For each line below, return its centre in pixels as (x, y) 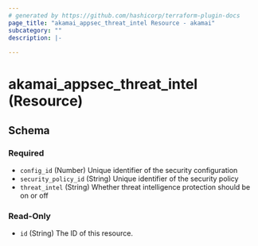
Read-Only (30, 216)
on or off (34, 196)
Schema (29, 131)
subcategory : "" (35, 30)
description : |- (35, 38)
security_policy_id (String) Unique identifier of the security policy (129, 179)
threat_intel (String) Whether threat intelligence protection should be (135, 187)
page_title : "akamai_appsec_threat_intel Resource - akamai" (112, 23)
